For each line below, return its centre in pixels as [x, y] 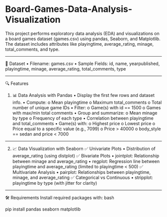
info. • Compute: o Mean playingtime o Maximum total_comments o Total [87, 102]
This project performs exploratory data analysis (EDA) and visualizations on [83, 33]
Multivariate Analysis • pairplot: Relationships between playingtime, [81, 172]
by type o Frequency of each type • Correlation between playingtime [83, 118]
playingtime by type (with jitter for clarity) [55, 183]
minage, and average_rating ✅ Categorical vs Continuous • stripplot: [83, 177]
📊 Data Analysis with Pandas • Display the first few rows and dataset [83, 95]
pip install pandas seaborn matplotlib [43, 209]
